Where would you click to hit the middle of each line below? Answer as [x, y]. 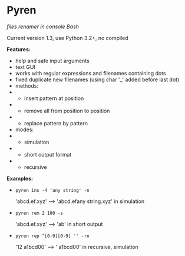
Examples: [20, 178]
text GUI [25, 67]
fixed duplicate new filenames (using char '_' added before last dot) [97, 79]
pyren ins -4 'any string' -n [52, 190]
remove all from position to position [67, 111]
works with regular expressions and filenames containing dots [90, 73]
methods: [27, 85]
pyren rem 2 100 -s [39, 213]
